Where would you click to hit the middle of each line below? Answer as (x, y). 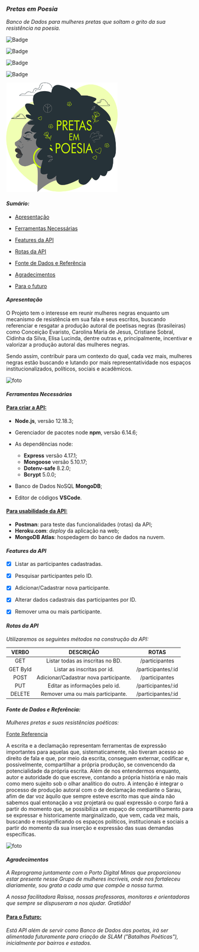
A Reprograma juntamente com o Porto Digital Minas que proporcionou (94, 873)
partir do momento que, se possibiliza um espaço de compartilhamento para (100, 809)
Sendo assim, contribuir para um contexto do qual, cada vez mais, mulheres (99, 356)
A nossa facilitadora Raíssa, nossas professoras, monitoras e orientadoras (98, 897)
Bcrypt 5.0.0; (40, 474)
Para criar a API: (26, 407)
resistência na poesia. (33, 28)
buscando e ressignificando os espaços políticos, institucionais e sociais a (97, 822)
